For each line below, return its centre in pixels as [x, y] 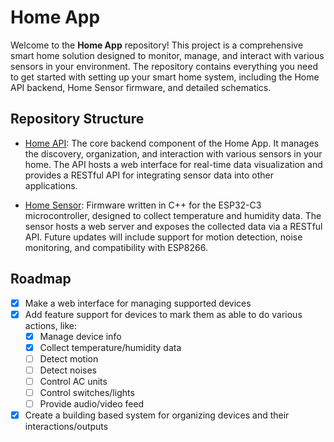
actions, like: [50, 325]
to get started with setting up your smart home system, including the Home [165, 77]
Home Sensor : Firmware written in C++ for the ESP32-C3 [143, 205]
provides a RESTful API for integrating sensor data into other [149, 175]
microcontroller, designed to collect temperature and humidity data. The [173, 215]
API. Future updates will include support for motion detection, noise [163, 237]
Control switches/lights [87, 392]
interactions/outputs [66, 427]
